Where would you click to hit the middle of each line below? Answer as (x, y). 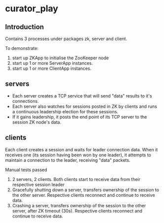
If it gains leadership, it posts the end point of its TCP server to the (80, 117)
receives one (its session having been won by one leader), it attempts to (78, 155)
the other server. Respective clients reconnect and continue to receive (83, 195)
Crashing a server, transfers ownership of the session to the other (79, 205)
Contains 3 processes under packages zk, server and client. (66, 39)
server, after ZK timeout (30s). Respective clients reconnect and (77, 211)
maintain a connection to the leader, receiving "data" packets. (68, 160)
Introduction (25, 27)
